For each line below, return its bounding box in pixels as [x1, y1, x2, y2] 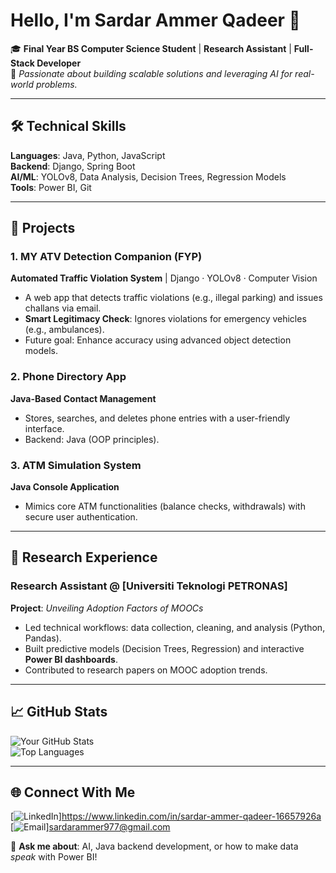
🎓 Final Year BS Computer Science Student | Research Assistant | [10, 42, 292, 54]
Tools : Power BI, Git [10, 181, 92, 193]
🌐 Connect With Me [10, 784, 136, 801]
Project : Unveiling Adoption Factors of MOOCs [10, 602, 204, 614]
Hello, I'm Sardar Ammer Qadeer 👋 [10, 9, 301, 32]
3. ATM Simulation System [10, 458, 142, 472]
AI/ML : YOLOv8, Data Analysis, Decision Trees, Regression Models [10, 170, 287, 183]
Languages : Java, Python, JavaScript [10, 149, 166, 161]
